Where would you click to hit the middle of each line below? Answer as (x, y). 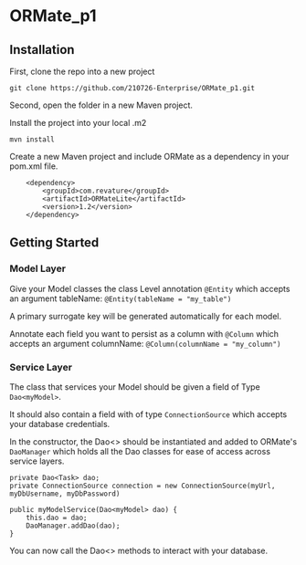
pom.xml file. (34, 166)
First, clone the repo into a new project (82, 71)
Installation (42, 50)
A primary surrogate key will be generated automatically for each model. (145, 316)
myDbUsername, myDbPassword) (65, 494)
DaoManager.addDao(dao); (73, 526)
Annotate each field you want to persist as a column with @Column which (144, 333)
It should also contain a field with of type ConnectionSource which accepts (148, 414)
